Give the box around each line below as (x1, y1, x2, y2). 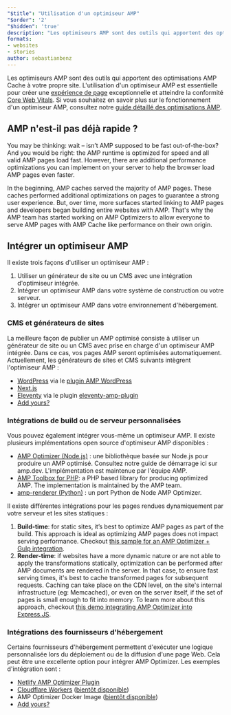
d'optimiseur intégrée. (16, 279, 80, 288)
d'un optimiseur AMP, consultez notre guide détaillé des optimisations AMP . (7, 103, 222, 111)
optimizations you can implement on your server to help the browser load (7, 163, 215, 171)
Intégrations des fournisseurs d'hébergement (7, 627, 164, 637)
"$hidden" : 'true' (7, 23, 60, 30)
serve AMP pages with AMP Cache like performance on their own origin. (7, 220, 212, 228)
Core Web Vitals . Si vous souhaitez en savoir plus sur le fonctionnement (7, 96, 211, 104)
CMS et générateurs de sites (7, 318, 104, 328)
